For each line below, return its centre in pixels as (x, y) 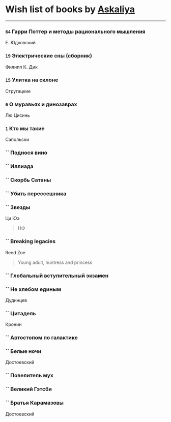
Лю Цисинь (18, 115)
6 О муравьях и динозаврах (41, 104)
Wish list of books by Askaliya (70, 9)
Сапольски (17, 140)
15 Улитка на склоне (32, 80)
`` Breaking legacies (31, 242)
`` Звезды (18, 207)
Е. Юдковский (20, 43)
